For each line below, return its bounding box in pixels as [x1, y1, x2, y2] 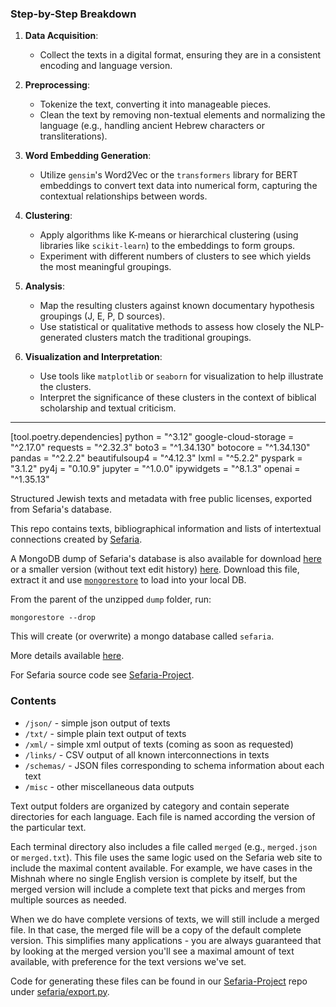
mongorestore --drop [10, 613, 97, 623]
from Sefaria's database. [10, 503, 113, 516]
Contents [10, 694, 57, 708]
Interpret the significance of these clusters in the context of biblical [39, 392, 317, 404]
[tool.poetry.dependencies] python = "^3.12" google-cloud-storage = [10, 431, 295, 443]
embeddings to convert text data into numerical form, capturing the [39, 180, 318, 192]
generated [39, 332, 83, 344]
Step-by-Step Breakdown [10, 7, 137, 21]
